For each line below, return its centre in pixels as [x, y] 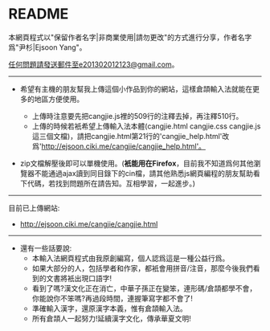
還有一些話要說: [46, 248]
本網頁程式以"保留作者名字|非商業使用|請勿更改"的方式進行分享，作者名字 [130, 37]
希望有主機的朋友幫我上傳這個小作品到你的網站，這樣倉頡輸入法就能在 [136, 88]
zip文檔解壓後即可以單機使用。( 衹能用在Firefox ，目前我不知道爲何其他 [137, 163]
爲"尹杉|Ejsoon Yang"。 [47, 47]
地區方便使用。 [59, 99]
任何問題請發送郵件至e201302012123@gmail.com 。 [94, 64]
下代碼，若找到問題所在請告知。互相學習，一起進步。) [107, 183]
